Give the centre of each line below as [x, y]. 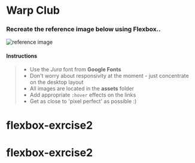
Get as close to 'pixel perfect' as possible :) [83, 101]
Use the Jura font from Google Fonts [75, 69]
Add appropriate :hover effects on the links [83, 95]
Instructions [22, 56]
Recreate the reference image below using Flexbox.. [83, 29]
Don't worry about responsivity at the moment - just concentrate [109, 76]
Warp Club [33, 10]
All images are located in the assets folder [82, 88]
